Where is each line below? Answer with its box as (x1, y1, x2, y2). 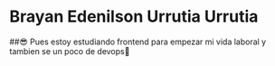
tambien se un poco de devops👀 (9, 45, 130, 56)
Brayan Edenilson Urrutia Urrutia (9, 6, 259, 27)
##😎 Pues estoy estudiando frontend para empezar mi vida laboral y (9, 36, 267, 47)
